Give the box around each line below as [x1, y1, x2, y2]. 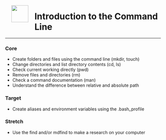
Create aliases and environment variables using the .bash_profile [12, 106, 145, 112]
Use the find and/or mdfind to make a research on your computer [12, 129, 146, 135]
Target [5, 95, 21, 102]
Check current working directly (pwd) [12, 67, 89, 72]
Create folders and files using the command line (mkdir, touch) [12, 56, 140, 62]
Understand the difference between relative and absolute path [12, 82, 139, 88]
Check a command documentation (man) [12, 77, 96, 83]
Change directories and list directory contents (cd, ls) [12, 62, 121, 68]
